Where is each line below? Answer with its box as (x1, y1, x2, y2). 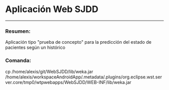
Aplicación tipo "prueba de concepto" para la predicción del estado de (5, 39, 152, 45)
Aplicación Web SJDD (5, 4, 99, 15)
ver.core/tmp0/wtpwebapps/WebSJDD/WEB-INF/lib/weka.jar (5, 79, 132, 85)
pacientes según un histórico (5, 44, 65, 51)
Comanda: (5, 57, 32, 64)
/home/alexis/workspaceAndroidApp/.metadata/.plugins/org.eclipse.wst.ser (5, 74, 162, 80)
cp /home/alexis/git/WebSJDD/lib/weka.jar (5, 68, 94, 74)
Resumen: (5, 28, 31, 35)
